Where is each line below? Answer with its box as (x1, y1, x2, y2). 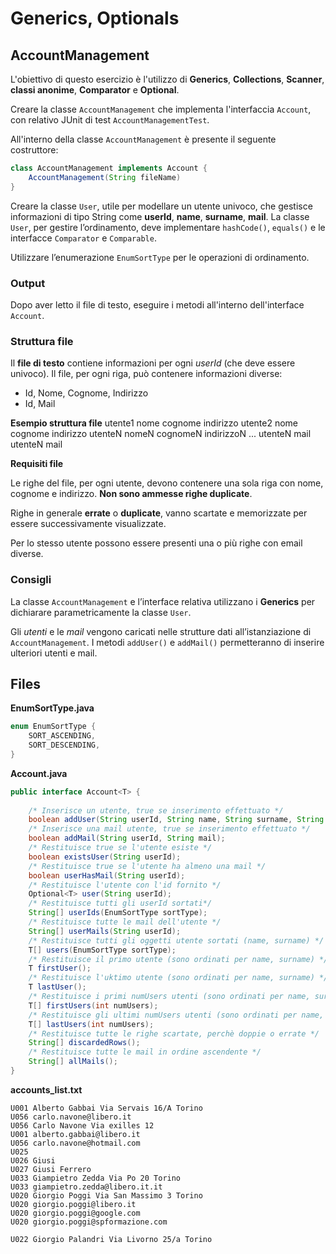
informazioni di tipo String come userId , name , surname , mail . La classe (10, 210, 310, 222)
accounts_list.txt (10, 1083, 83, 1096)
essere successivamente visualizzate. (10, 518, 167, 530)
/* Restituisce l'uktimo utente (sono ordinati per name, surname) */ (28, 973, 329, 983)
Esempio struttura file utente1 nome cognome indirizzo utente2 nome (10, 417, 299, 429)
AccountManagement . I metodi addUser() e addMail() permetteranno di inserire (10, 636, 325, 648)
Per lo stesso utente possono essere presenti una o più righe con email (10, 537, 303, 549)
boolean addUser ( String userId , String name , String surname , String (28, 815, 325, 825)
